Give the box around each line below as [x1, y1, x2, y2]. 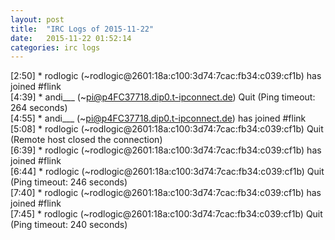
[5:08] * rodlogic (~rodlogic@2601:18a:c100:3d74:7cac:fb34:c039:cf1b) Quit [10, 123, 324, 135]
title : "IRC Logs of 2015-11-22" [10, 24, 155, 34]
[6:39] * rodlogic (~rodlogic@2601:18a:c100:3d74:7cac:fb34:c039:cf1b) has [10, 144, 322, 156]
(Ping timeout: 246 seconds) [10, 176, 128, 188]
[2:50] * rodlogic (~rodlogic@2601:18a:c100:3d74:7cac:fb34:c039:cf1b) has [10, 70, 322, 82]
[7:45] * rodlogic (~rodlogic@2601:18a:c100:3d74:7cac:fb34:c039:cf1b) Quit [10, 208, 323, 220]
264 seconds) [10, 102, 68, 114]
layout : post [10, 14, 65, 25]
